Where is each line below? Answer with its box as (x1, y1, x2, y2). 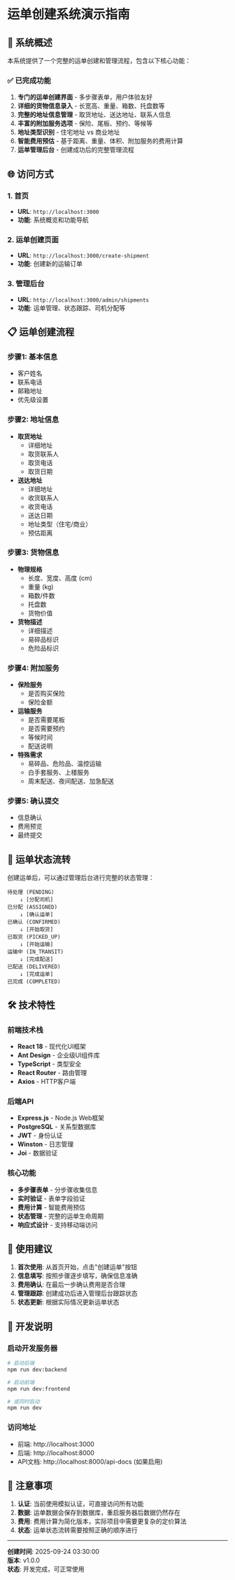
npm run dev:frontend (7, 1385, 71, 1393)
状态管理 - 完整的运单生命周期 (17, 1212, 104, 1220)
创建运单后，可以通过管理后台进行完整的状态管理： (7, 873, 155, 882)
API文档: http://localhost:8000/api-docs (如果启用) (17, 1457, 163, 1466)
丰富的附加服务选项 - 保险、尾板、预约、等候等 (17, 119, 153, 128)
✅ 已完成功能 (7, 75, 51, 85)
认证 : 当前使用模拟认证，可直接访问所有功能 (17, 1499, 144, 1508)
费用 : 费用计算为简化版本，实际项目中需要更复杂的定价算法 (17, 1517, 187, 1526)
